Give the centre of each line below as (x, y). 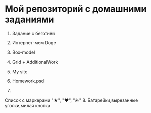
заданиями (30, 19)
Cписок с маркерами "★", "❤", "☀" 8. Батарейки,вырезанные (72, 100)
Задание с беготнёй (34, 33)
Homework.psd (28, 81)
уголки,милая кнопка (28, 105)
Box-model (24, 52)
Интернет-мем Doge (34, 42)
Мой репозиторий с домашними (76, 9)
